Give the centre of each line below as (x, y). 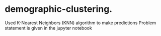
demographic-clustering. (59, 9)
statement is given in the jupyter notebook (49, 28)
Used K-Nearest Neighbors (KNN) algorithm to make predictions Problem (80, 23)
